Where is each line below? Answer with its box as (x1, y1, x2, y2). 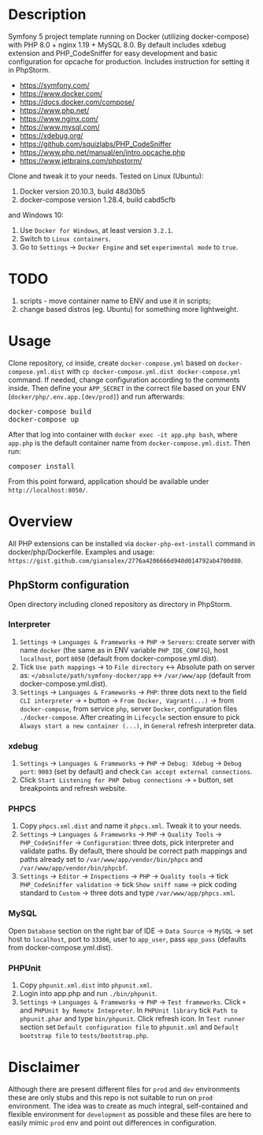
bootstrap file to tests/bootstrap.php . (19, 1031, 149, 1040)
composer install (8, 462, 75, 470)
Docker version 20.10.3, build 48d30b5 (19, 186, 146, 196)
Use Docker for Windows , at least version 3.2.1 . (19, 225, 173, 234)
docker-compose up (8, 414, 80, 424)
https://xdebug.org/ (19, 130, 83, 140)
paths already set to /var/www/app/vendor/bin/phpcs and (19, 855, 203, 864)
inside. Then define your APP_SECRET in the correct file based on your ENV (8, 383, 246, 392)
